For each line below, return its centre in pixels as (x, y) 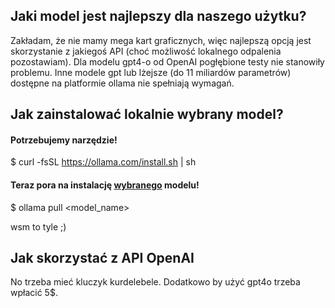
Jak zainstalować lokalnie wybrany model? (147, 114)
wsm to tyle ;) (38, 226)
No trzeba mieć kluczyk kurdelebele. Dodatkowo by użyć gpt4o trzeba (155, 282)
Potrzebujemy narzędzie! (64, 140)
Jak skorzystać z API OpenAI (102, 258)
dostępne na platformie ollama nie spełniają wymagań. (122, 83)
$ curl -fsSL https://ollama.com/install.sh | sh (103, 162)
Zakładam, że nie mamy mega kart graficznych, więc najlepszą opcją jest (161, 40)
